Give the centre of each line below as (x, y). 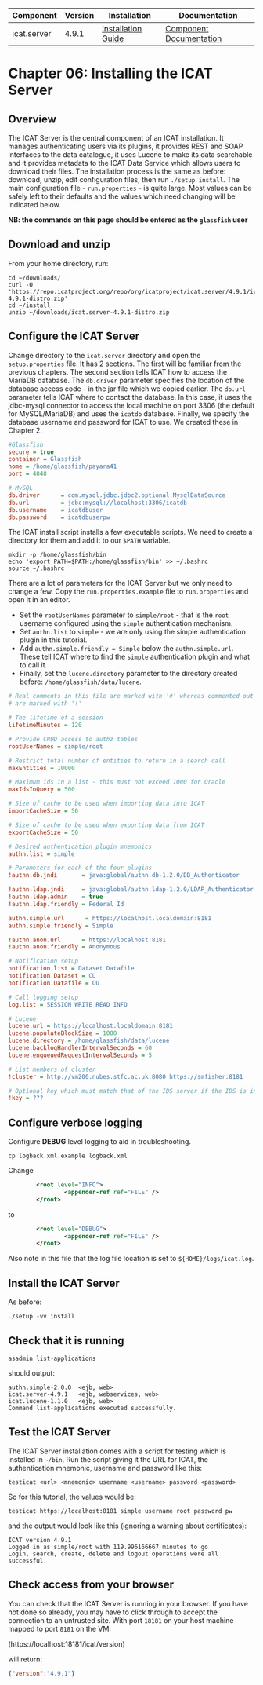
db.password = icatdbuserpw (59, 517)
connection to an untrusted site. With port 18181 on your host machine (121, 1620)
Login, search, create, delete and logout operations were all (113, 1554)
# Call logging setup (43, 997)
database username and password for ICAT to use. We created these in (123, 422)
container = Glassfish (45, 459)
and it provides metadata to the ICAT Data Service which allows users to (124, 163)
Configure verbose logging (75, 1122)
